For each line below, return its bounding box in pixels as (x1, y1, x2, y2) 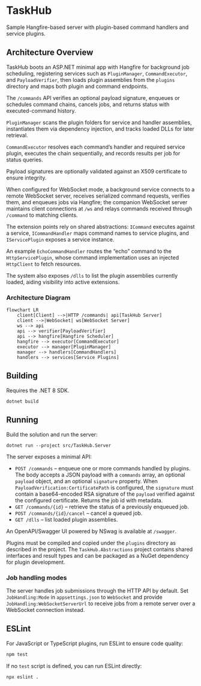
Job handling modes (6, 573, 67, 582)
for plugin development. (6, 558, 65, 566)
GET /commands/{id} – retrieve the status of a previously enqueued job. (14, 503, 189, 510)
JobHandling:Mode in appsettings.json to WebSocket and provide (6, 593, 163, 600)
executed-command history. (6, 107, 76, 114)
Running (6, 415, 39, 425)
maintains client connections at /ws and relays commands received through (6, 205, 193, 212)
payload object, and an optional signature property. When (14, 477, 158, 485)
